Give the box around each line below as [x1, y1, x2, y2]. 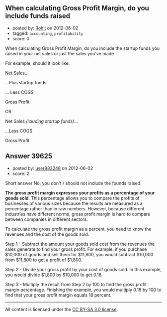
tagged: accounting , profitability [12, 30, 83, 36]
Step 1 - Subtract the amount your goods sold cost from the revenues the [5, 241, 155, 247]
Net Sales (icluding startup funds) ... [5, 118, 79, 124]
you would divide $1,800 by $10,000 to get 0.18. [5, 272, 103, 278]
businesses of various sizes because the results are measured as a [5, 200, 143, 206]
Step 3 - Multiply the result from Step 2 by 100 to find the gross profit [5, 281, 147, 287]
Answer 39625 [5, 152, 53, 160]
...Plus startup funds [5, 79, 47, 85]
